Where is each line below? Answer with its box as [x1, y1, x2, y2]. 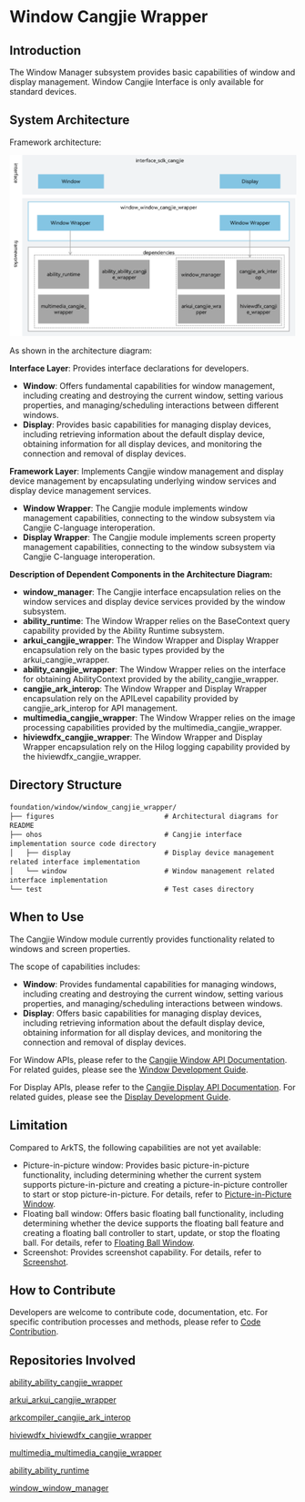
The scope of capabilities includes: [9, 961, 141, 972]
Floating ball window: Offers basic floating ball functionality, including [22, 1208, 284, 1219]
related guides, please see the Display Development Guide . [9, 1091, 231, 1102]
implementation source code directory [9, 839, 157, 848]
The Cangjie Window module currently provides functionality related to [9, 934, 276, 945]
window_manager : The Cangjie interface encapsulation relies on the [22, 587, 281, 598]
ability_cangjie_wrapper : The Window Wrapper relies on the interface [22, 664, 287, 675]
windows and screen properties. [9, 943, 131, 954]
